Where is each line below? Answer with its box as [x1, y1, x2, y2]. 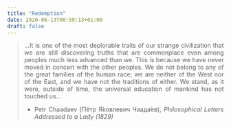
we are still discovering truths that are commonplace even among [23, 48, 224, 57]
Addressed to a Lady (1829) [34, 113, 113, 121]
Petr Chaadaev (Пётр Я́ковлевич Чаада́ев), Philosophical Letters [34, 105, 224, 113]
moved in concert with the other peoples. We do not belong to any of [23, 63, 224, 72]
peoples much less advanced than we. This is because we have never [23, 56, 224, 64]
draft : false [7, 23, 45, 29]
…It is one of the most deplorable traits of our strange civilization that [23, 42, 224, 50]
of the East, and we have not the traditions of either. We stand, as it [23, 78, 224, 86]
